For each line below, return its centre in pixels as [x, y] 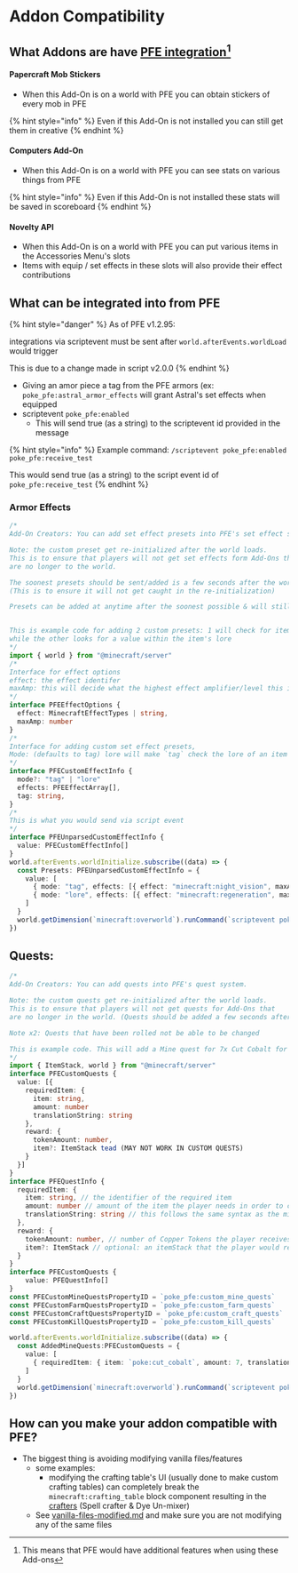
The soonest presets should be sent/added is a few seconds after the [142, 583]
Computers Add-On [47, 151]
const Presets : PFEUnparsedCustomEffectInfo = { [109, 870]
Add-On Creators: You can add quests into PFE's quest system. [129, 985]
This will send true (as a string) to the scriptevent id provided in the [158, 423]
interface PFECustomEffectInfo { [71, 771]
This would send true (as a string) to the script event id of [114, 475]
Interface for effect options [65, 672]
